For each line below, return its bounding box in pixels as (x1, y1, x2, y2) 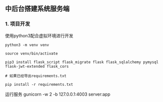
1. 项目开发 (5, 21, 30, 27)
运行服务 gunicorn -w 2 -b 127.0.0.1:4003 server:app (5, 91, 111, 97)
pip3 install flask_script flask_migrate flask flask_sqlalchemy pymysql (5, 59, 159, 65)
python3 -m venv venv (5, 42, 49, 48)
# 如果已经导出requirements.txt (5, 73, 67, 78)
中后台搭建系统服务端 (5, 4, 70, 13)
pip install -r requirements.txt (5, 82, 73, 87)
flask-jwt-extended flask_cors (5, 64, 69, 69)
